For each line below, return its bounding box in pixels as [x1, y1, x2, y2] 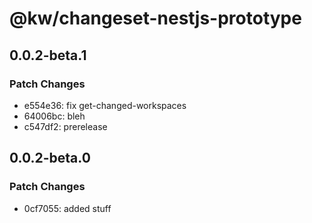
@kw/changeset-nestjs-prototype [9, 7, 302, 30]
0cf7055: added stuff [23, 202, 112, 214]
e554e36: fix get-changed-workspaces [23, 99, 187, 111]
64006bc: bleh [23, 110, 86, 122]
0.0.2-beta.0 [9, 150, 91, 167]
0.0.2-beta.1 [9, 47, 87, 64]
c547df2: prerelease [23, 120, 108, 132]
